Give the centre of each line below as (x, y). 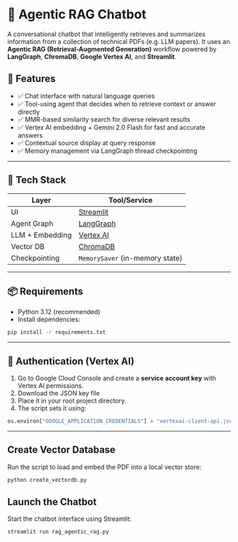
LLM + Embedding (41, 235)
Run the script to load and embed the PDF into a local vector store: (104, 467)
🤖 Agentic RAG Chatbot (77, 15)
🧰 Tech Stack (37, 180)
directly (29, 112)
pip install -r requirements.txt (57, 333)
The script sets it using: (52, 408)
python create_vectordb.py (47, 480)
